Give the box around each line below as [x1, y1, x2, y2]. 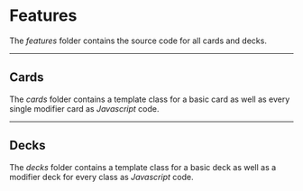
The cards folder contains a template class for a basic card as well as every [9, 94, 290, 105]
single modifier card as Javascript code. [9, 103, 160, 114]
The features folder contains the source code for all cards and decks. [9, 35, 268, 46]
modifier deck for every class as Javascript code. [9, 171, 194, 182]
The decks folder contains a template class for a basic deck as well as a [9, 161, 277, 172]
